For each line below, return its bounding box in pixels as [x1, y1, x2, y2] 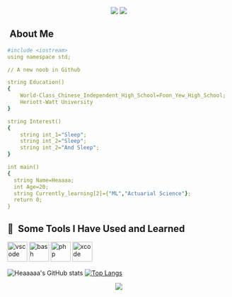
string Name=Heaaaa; [13, 177, 74, 184]
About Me [9, 28, 54, 40]
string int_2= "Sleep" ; [20, 138, 87, 145]
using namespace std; [7, 53, 71, 60]
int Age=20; [13, 183, 50, 190]
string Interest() [7, 117, 62, 125]
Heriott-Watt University [20, 99, 93, 106]
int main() [7, 163, 40, 171]
